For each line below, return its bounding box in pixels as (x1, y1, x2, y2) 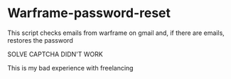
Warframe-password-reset (7, 5, 171, 21)
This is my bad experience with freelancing (7, 63, 134, 72)
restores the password (7, 36, 73, 44)
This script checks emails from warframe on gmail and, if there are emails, (7, 28, 225, 37)
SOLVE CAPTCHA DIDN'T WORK (7, 50, 103, 58)
